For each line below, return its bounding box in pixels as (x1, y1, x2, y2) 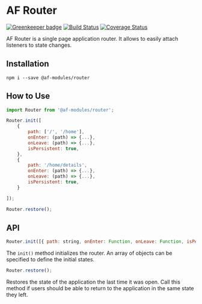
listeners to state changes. (6, 41, 72, 49)
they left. (6, 291, 28, 299)
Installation (6, 59, 49, 69)
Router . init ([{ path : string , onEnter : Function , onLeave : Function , (6, 239, 185, 245)
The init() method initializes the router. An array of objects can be (6, 249, 173, 257)
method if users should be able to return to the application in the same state (6, 285, 194, 292)
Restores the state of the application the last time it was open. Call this (6, 278, 180, 285)
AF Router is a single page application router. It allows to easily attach (6, 35, 179, 42)
